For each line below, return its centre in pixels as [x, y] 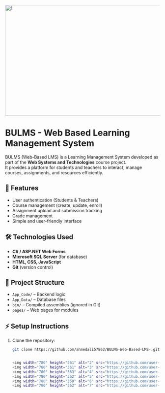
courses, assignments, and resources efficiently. [54, 172]
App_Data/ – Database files [39, 299]
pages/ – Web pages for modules [45, 310]
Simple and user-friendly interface [47, 221]
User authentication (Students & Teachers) [55, 200]
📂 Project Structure [35, 282]
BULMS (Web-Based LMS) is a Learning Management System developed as [82, 157]
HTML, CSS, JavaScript [37, 262]
